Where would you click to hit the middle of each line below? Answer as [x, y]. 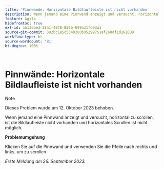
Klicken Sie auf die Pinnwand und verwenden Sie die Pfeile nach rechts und [81, 147]
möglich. [14, 127]
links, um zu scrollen [26, 151]
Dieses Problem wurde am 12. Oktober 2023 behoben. [60, 107]
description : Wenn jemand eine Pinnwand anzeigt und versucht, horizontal [83, 14]
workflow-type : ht [24, 37]
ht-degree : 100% [21, 46]
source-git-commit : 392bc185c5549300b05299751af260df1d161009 [70, 32]
